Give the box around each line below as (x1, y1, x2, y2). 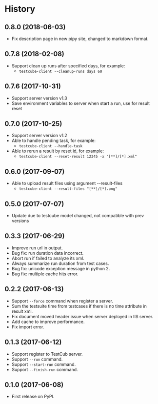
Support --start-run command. (11, 361, 76, 367)
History (4, 3, 36, 15)
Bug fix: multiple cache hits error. (11, 271, 79, 277)
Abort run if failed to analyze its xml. (11, 255, 85, 261)
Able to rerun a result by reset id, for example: (11, 148, 104, 154)
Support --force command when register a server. (11, 298, 113, 303)
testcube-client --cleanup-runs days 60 (19, 69, 102, 74)
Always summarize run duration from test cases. (11, 260, 109, 266)
